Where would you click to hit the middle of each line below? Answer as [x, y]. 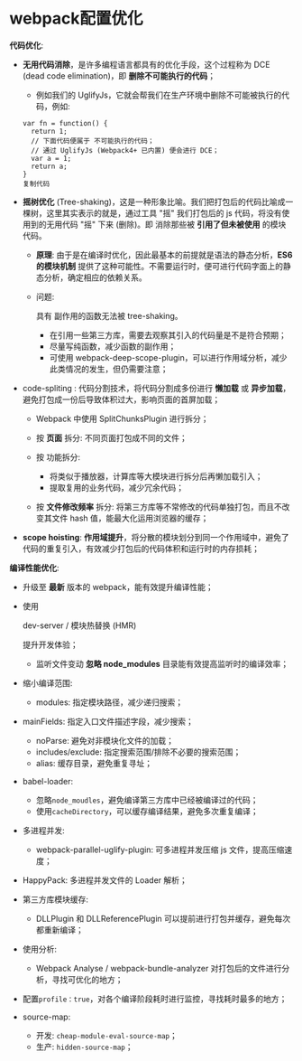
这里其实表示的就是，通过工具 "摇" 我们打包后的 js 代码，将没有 [164, 212]
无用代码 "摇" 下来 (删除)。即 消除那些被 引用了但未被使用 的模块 [166, 224]
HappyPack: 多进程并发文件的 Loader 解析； [105, 880]
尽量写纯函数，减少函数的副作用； [113, 346]
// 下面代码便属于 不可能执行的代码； [93, 141]
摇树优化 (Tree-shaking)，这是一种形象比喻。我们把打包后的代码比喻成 [154, 202]
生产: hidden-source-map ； [84, 1047]
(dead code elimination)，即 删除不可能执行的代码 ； [119, 75]
